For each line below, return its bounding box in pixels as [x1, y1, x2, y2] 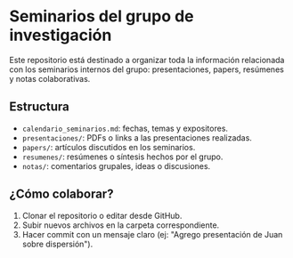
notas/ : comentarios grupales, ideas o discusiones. [21, 160, 211, 171]
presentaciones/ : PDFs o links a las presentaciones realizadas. [21, 132, 252, 143]
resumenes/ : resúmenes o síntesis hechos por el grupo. [21, 151, 224, 162]
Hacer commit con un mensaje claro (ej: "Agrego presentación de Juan [21, 229, 283, 239]
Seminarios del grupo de [9, 6, 194, 27]
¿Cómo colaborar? [9, 187, 114, 202]
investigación [9, 25, 112, 45]
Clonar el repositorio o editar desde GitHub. [21, 210, 183, 221]
